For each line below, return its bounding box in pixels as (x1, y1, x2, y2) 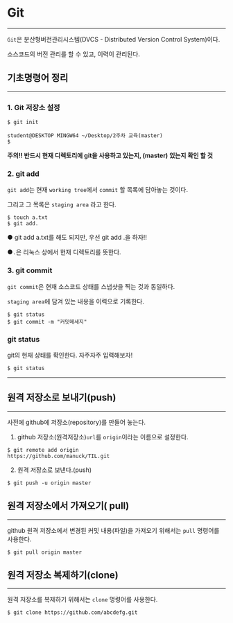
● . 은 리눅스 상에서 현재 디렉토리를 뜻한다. (7, 248, 121, 256)
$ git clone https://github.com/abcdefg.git (7, 609, 138, 616)
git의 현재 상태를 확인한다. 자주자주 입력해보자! (7, 351, 133, 359)
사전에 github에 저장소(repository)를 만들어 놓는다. (7, 418, 146, 426)
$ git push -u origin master (7, 480, 92, 486)
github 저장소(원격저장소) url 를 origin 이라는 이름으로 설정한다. (17, 432, 189, 441)
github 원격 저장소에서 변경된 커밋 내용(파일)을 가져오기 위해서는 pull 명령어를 (7, 526, 220, 534)
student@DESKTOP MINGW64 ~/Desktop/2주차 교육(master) (7, 132, 163, 139)
